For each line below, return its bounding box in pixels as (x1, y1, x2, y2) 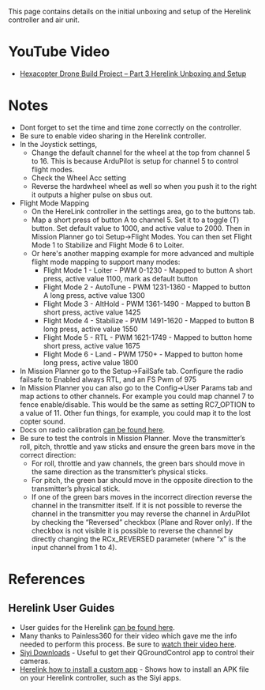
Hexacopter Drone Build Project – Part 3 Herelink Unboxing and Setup (19, 69, 247, 78)
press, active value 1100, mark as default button (43, 273, 199, 283)
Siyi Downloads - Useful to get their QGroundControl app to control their (19, 647, 255, 657)
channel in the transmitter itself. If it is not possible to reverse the (31, 500, 243, 510)
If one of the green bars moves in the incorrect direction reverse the (31, 492, 252, 501)
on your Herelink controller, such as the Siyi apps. (19, 673, 181, 682)
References (8, 571, 85, 588)
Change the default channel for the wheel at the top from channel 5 (31, 148, 251, 157)
